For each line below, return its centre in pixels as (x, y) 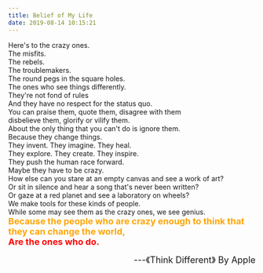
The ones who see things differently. (68, 86)
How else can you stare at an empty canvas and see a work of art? (116, 178)
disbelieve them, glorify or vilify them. (69, 120)
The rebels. (27, 62)
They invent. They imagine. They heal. (70, 145)
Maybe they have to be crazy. (56, 170)
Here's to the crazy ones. (49, 45)
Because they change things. (55, 136)
